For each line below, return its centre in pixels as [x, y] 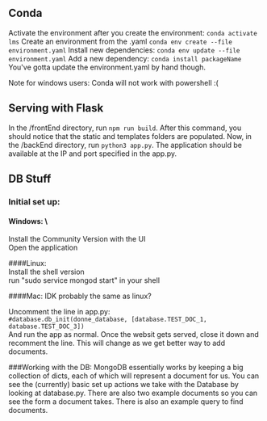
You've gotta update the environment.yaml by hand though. [107, 67]
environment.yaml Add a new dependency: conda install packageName [125, 58]
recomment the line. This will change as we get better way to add [117, 343]
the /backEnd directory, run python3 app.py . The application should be [125, 145]
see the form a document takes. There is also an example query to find [126, 402]
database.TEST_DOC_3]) [46, 326]
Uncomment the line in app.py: [59, 312]
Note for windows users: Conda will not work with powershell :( [114, 82]
